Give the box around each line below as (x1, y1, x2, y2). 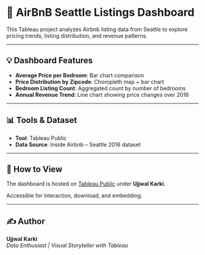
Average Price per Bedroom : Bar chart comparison (15, 71, 145, 79)
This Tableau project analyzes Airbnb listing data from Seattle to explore (6, 26, 188, 33)
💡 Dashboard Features (6, 55, 93, 66)
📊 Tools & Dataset (6, 115, 77, 125)
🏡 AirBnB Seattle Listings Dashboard (6, 5, 195, 19)
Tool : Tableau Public (15, 134, 67, 142)
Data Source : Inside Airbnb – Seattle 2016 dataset (15, 141, 142, 148)
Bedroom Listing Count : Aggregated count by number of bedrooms (15, 85, 186, 92)
